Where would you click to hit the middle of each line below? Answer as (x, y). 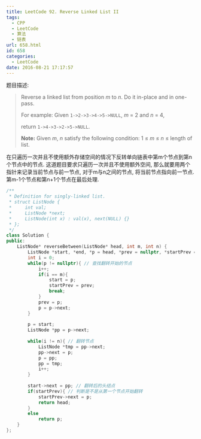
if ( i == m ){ (53, 274)
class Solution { (28, 235)
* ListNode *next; (37, 213)
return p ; (50, 419)
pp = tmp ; (50, 364)
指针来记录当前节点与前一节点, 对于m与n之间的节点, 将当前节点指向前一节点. (100, 172)
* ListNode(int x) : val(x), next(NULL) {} (69, 219)
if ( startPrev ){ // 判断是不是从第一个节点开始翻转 (85, 391)
